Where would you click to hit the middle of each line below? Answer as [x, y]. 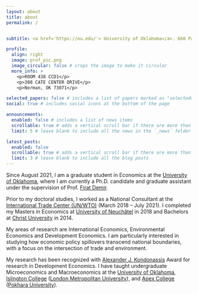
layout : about [24, 12]
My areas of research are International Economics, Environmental [85, 229]
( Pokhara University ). [32, 285]
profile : [17, 49]
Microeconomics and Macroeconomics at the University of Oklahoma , [91, 272]
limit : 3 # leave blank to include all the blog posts [80, 158]
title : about [22, 17]
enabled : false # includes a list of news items [72, 120]
